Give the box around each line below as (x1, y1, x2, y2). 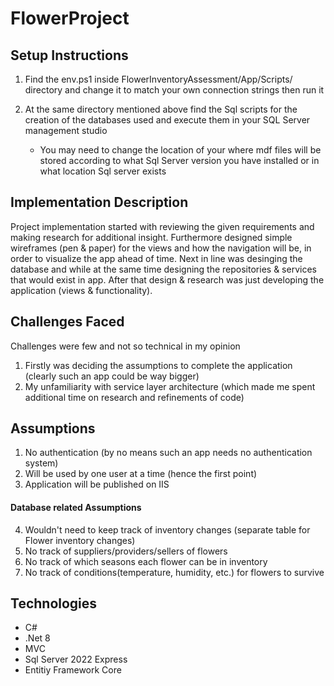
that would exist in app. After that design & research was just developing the (10, 273, 325, 286)
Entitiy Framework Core (24, 664, 122, 676)
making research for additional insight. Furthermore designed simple (10, 231, 293, 243)
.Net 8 (24, 632, 51, 644)
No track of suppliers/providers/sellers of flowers (24, 545, 228, 557)
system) (24, 457, 59, 469)
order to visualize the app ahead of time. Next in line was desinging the (10, 252, 303, 264)
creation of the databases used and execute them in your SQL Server (24, 114, 311, 126)
